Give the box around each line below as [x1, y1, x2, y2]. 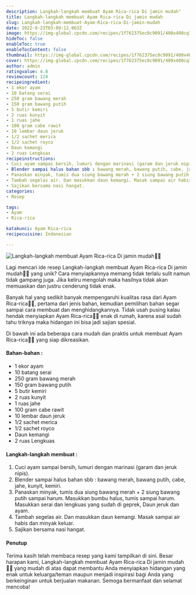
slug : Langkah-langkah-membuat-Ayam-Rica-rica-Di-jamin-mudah [6, 19, 160, 25]
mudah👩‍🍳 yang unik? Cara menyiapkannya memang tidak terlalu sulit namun [6, 270, 190, 277]
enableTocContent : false [6, 47, 66, 53]
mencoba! [6, 583, 30, 590]
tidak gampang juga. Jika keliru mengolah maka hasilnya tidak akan [6, 276, 168, 283]
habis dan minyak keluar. [14, 519, 75, 527]
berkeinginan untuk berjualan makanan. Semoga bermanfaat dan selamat [6, 577, 183, 584]
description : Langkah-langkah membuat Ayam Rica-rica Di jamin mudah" [6, 8, 181, 15]
